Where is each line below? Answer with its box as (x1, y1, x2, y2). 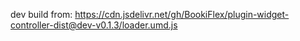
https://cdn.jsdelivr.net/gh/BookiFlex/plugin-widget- (74, 9, 290, 20)
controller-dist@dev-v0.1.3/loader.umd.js (10, 19, 178, 31)
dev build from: (10, 9, 73, 20)
